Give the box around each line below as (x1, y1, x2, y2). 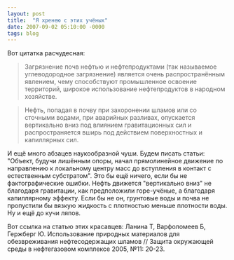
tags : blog (7, 29, 39, 37)
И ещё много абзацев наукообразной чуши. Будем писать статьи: (7, 149, 205, 158)
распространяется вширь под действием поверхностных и (24, 128, 203, 137)
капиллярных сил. (24, 136, 79, 144)
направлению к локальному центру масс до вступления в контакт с (7, 164, 212, 172)
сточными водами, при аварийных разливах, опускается (24, 114, 195, 122)
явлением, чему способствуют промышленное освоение (24, 78, 198, 86)
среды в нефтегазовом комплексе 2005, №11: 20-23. (7, 245, 165, 253)
